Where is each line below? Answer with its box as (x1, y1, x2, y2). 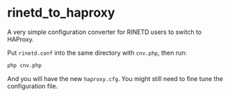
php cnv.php (7, 62, 42, 69)
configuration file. (7, 82, 58, 90)
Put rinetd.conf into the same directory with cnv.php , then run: (7, 48, 188, 57)
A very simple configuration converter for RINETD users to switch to (7, 28, 202, 36)
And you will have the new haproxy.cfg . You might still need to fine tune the (7, 74, 224, 82)
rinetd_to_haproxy (7, 5, 115, 21)
